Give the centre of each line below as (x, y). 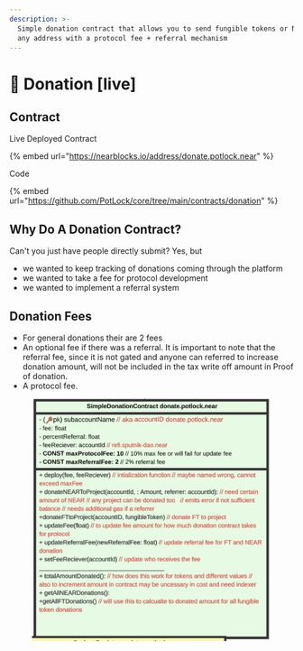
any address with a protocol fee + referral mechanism (123, 38)
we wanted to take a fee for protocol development (115, 278)
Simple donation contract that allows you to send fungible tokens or (153, 28)
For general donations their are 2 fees (92, 338)
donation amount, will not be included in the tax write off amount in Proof (158, 367)
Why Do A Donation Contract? (96, 229)
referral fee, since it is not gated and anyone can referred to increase (151, 357)
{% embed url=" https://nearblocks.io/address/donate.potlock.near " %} (142, 156)
